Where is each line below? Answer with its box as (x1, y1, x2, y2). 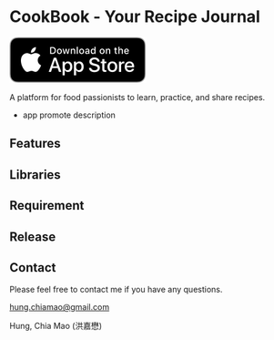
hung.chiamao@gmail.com (9, 302, 110, 313)
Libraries (9, 167, 61, 182)
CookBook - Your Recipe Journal (9, 6, 261, 27)
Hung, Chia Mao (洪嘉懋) (9, 321, 103, 332)
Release (9, 229, 56, 244)
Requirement (9, 198, 85, 213)
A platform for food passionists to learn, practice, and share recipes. (9, 91, 266, 102)
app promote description (22, 109, 117, 120)
